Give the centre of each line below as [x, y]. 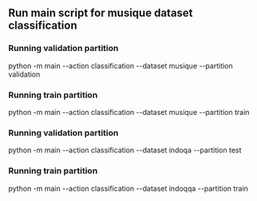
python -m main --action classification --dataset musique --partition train [129, 112]
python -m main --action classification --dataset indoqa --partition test [125, 150]
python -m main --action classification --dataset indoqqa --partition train [128, 188]
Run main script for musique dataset [101, 13]
